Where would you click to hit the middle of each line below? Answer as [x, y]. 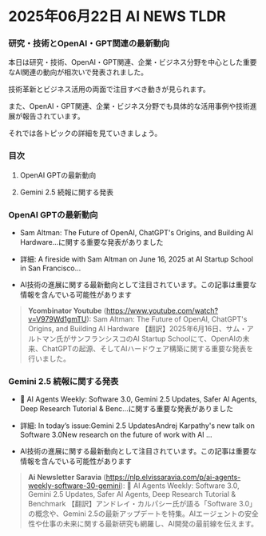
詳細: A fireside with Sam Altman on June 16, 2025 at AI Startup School [137, 259]
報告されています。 [54, 116]
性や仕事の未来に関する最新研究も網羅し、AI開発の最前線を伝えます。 [143, 524]
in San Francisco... [50, 268]
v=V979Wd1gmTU [57, 319]
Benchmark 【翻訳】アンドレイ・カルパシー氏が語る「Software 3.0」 [142, 504]
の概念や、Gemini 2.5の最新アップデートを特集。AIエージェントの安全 [143, 514]
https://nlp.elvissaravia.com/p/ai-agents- [173, 478]
